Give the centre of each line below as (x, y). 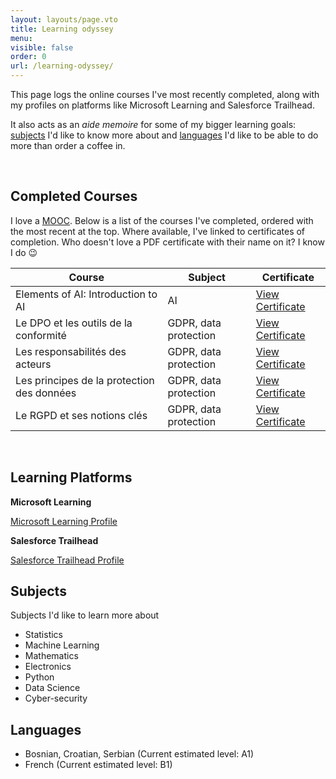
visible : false (42, 47)
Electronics (48, 667)
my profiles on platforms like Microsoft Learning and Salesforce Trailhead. (162, 105)
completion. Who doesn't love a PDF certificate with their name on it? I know (167, 242)
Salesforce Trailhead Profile (67, 560)
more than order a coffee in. (68, 145)
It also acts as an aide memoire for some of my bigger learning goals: (153, 124)
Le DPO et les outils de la (74, 323)
